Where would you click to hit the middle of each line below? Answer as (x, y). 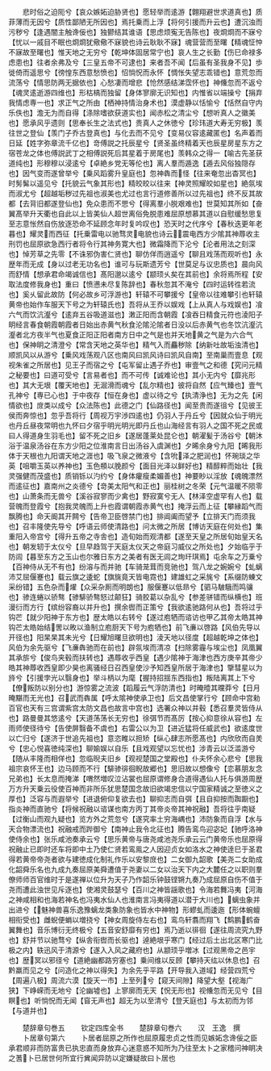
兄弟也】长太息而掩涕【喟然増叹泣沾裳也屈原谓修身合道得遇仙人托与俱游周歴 (135, 778)
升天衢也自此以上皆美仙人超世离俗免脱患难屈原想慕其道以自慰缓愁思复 (146, 213)
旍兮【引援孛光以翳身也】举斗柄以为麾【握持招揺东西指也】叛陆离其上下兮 (132, 678)
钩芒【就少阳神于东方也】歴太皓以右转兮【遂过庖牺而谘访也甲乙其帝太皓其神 (135, 617)
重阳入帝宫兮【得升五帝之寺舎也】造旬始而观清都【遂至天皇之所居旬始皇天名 (135, 536)
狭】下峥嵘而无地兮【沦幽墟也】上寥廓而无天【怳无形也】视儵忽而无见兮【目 (135, 990)
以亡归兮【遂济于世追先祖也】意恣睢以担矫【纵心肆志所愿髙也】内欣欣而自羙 (135, 738)
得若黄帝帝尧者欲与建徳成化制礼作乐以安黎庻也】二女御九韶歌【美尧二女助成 (135, 859)
